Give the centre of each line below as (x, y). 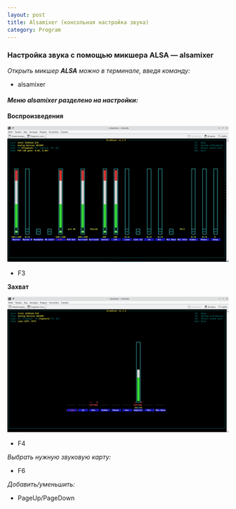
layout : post (26, 15)
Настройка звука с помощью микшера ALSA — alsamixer (111, 55)
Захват (18, 287)
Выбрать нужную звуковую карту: (59, 457)
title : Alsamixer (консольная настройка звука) (78, 22)
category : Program (34, 30)
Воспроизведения (35, 115)
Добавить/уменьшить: (41, 484)
